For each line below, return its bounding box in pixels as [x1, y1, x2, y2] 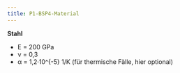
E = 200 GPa [17, 42, 54, 51]
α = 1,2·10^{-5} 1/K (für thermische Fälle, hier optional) [17, 57, 173, 66]
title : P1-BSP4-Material [7, 10, 80, 17]
